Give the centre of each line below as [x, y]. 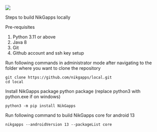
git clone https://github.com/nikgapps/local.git [59, 77]
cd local [14, 82]
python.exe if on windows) [33, 97]
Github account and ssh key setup [48, 53]
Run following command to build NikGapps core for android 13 [70, 115]
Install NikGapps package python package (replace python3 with [73, 91]
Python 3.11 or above [34, 37]
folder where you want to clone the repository [53, 68]
